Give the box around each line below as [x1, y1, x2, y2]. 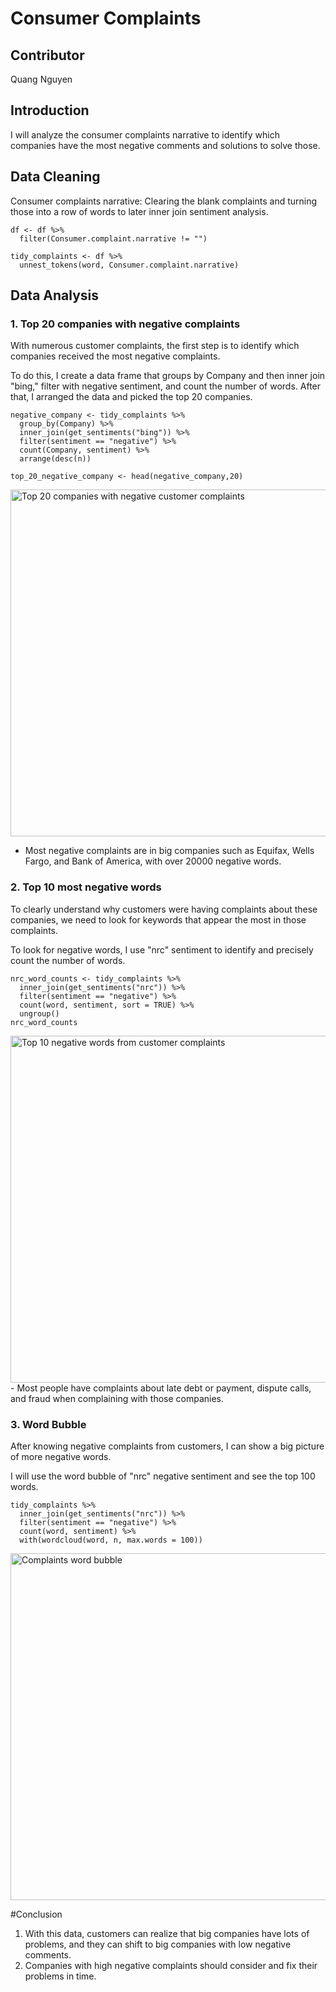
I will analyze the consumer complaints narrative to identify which [10, 128, 280, 141]
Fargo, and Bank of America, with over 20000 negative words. [24, 855, 282, 867]
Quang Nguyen [10, 73, 73, 85]
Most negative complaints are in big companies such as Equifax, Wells [24, 845, 315, 857]
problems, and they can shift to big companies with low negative [24, 1938, 292, 1950]
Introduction [10, 102, 90, 119]
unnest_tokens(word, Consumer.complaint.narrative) [19, 260, 240, 270]
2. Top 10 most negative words [10, 880, 162, 894]
